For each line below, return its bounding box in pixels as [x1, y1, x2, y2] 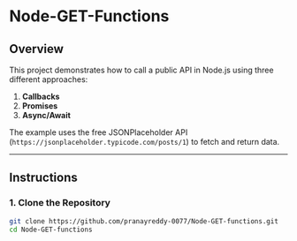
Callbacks [21, 91, 60, 102]
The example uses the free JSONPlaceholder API [9, 127, 188, 138]
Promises [21, 101, 58, 111]
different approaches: [9, 74, 88, 85]
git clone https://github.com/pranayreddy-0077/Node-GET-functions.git [9, 216, 278, 226]
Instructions [9, 170, 78, 185]
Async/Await [21, 110, 71, 120]
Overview [9, 41, 65, 56]
